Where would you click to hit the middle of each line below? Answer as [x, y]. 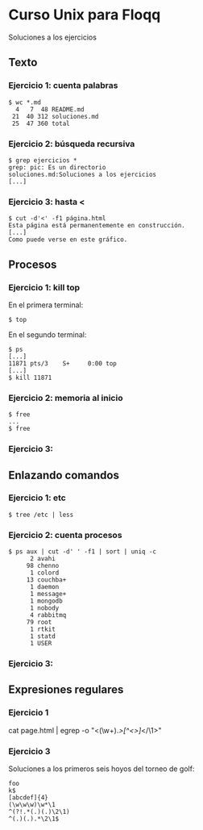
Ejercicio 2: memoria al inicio [66, 398]
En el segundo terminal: [48, 334]
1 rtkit [43, 630]
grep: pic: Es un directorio [57, 167]
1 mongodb [46, 601]
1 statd [43, 636]
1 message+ [48, 594]
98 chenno [43, 566]
